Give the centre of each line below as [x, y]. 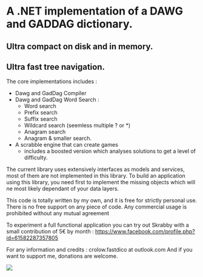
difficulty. [36, 158]
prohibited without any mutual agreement [58, 213]
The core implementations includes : [52, 82]
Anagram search [45, 132]
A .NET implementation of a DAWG [95, 11]
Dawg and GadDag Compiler [51, 93]
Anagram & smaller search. [58, 138]
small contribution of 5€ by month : [50, 232]
